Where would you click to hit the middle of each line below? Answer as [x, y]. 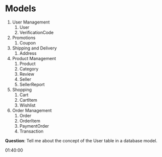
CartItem [28, 100]
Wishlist [27, 105]
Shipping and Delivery [35, 48]
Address [28, 53]
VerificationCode [36, 32]
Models [21, 9]
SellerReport [32, 84]
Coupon [27, 43]
